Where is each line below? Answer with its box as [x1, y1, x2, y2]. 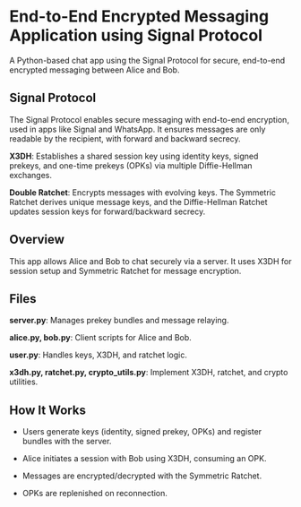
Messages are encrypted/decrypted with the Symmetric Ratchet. [21, 470, 262, 481]
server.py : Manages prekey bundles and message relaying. [9, 315, 229, 326]
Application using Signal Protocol [9, 25, 262, 46]
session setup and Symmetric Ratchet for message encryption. [9, 265, 242, 276]
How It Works [9, 402, 87, 417]
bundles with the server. [21, 436, 112, 447]
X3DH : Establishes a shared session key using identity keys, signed [9, 150, 259, 161]
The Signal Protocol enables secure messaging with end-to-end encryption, [9, 114, 289, 125]
